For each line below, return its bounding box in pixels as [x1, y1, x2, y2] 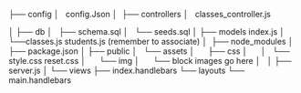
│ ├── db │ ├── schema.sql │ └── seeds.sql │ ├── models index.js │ [8, 26, 285, 36]
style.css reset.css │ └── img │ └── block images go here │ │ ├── [8, 56, 292, 66]
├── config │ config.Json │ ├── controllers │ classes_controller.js [8, 9, 271, 19]
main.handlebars [8, 75, 72, 86]
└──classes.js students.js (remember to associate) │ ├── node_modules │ [8, 36, 294, 46]
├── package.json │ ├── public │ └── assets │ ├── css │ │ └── [8, 46, 290, 57]
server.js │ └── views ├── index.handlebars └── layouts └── [8, 65, 245, 76]
